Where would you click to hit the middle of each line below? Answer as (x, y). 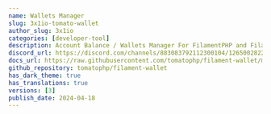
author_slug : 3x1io (41, 31)
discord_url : (30, 53)
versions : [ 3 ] (32, 90)
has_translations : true (48, 83)
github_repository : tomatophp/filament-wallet (88, 68)
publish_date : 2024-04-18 (52, 98)
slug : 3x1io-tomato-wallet (54, 23)
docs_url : (25, 61)
